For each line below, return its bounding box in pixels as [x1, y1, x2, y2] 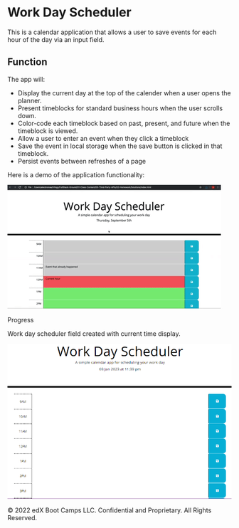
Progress [7, 315, 34, 324]
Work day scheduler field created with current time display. [7, 329, 181, 338]
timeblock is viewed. [17, 126, 78, 135]
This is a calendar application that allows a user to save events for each [7, 28, 217, 36]
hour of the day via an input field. [7, 35, 105, 43]
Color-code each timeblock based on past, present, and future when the [17, 119, 230, 127]
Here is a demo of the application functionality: [7, 170, 145, 179]
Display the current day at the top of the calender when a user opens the [17, 88, 231, 97]
